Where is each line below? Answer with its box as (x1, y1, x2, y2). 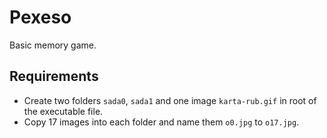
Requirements (9, 68, 99, 85)
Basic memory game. (9, 39, 97, 51)
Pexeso (9, 6, 72, 29)
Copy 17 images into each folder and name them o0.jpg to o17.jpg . (23, 116, 300, 128)
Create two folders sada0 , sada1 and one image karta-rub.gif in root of (23, 94, 317, 106)
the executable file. (23, 105, 104, 117)
